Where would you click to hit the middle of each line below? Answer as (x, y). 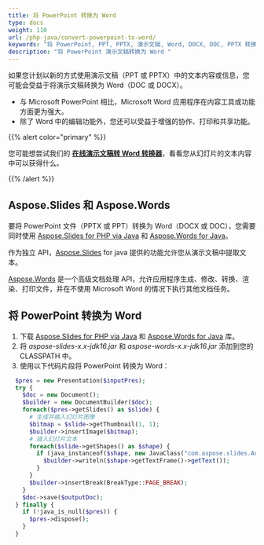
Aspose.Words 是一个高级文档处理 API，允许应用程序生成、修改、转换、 (125, 279)
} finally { (35, 505)
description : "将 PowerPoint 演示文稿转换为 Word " (90, 52)
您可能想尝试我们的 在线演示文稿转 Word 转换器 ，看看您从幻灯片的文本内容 (130, 153)
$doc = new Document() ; (61, 395)
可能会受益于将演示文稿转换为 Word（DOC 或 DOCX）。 (97, 85)
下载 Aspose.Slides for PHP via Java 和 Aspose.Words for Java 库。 (129, 336)
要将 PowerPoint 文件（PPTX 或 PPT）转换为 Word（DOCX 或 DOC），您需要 (132, 225)
